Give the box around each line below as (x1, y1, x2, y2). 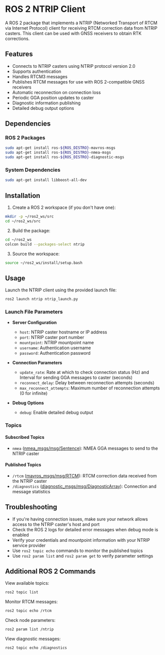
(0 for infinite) (19, 390, 48, 396)
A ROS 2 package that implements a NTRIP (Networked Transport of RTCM (5, 20, 158, 26)
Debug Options (12, 400, 44, 406)
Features (5, 50, 33, 58)
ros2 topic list (5, 590, 38, 595)
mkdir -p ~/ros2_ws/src (5, 214, 54, 219)
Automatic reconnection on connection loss (12, 89, 101, 95)
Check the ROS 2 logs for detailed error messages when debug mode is (12, 526, 159, 532)
